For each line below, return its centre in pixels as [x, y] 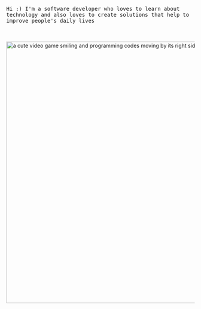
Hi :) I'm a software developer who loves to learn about [93, 9]
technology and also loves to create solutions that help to [98, 15]
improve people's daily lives [51, 21]
